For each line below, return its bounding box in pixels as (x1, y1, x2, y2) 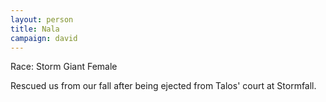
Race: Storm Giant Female (10, 61, 118, 73)
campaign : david (10, 33, 78, 43)
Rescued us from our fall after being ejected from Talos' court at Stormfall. (10, 80, 317, 92)
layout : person (10, 14, 74, 25)
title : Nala (10, 24, 60, 34)
